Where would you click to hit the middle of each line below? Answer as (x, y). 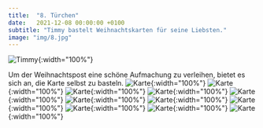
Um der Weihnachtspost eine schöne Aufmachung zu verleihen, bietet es (127, 75)
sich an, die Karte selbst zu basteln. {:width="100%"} (107, 83)
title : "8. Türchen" (44, 15)
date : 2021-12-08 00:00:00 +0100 (67, 23)
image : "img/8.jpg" (40, 37)
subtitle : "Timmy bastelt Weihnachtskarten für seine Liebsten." (117, 30)
